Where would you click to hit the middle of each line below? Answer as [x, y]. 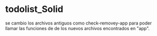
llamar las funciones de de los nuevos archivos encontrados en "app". [77, 28]
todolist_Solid [34, 9]
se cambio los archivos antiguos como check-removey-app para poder [78, 23]
